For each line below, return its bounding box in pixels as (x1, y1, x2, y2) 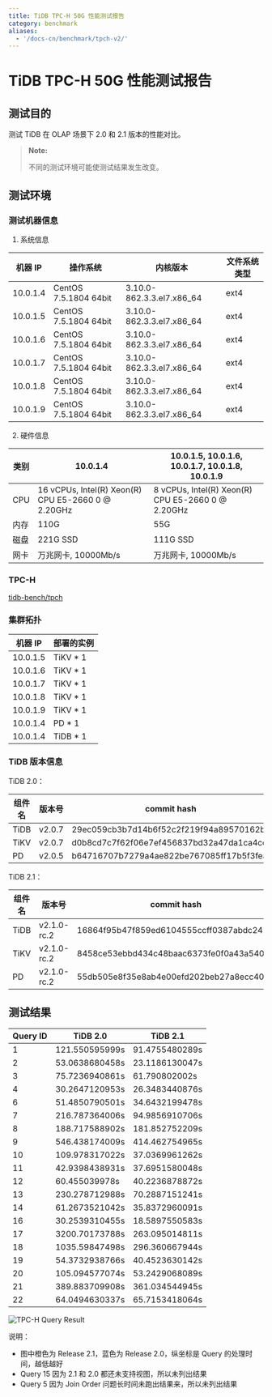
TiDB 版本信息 (8, 756, 63, 768)
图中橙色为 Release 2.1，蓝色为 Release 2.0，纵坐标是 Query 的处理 (19, 1348, 246, 1358)
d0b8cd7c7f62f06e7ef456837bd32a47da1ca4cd (71, 837, 268, 848)
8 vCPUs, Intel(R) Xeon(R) (153, 483, 253, 495)
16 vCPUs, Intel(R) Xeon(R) (37, 483, 142, 495)
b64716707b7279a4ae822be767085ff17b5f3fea (71, 850, 268, 861)
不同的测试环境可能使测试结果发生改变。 (28, 163, 164, 172)
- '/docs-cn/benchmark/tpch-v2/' (15, 34, 129, 43)
